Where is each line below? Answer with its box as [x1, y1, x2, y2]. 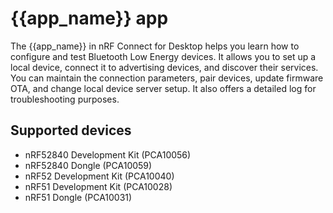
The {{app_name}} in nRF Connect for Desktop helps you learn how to [10, 40, 300, 52]
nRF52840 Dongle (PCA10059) [24, 159, 153, 171]
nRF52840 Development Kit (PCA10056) [24, 148, 192, 161]
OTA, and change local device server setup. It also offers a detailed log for [10, 82, 317, 94]
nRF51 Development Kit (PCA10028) [24, 180, 173, 192]
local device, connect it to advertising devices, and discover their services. [10, 61, 319, 73]
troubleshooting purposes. [10, 93, 120, 105]
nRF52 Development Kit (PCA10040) [24, 170, 175, 182]
